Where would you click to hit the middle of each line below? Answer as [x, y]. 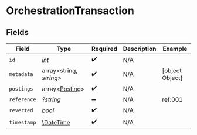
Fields [18, 32]
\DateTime [56, 122]
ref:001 [172, 99]
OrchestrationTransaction [70, 11]
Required [105, 49]
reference [23, 100]
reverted [21, 110]
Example [175, 49]
